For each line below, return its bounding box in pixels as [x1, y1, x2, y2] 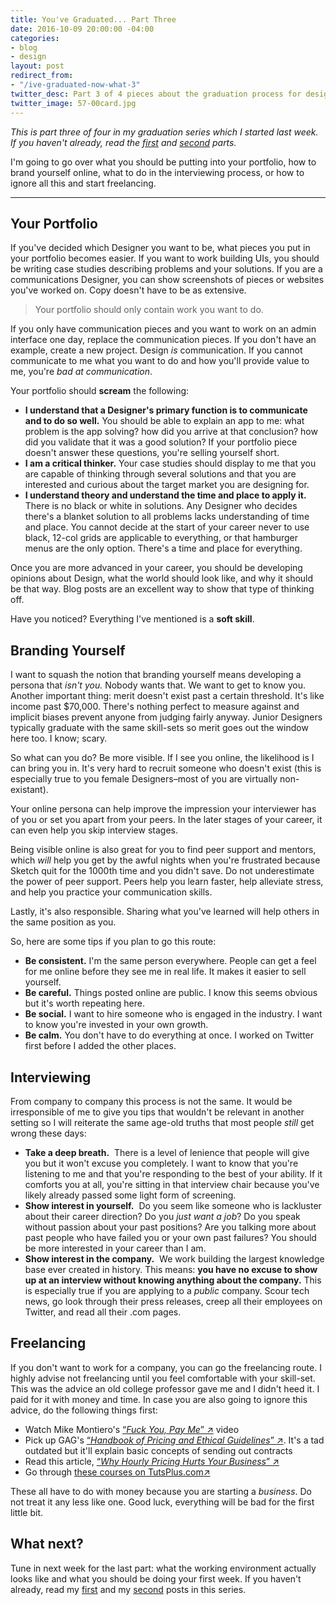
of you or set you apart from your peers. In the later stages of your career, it [10, 814, 323, 826]
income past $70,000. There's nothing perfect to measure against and [10, 701, 300, 713]
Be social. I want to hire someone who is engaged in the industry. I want [24, 1008, 323, 1020]
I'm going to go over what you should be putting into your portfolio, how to [10, 156, 317, 168]
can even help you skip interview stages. [10, 824, 178, 836]
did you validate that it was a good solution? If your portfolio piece [24, 436, 298, 448]
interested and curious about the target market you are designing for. [24, 479, 310, 491]
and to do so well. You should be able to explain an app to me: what [24, 415, 305, 427]
